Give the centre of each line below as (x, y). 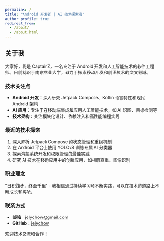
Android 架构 (25, 104)
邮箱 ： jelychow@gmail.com (40, 217)
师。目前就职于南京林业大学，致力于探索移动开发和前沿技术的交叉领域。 (78, 72)
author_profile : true (27, 19)
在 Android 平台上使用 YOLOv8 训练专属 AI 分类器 (62, 148)
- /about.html (24, 32)
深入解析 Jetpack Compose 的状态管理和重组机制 (62, 142)
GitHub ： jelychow (31, 223)
